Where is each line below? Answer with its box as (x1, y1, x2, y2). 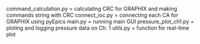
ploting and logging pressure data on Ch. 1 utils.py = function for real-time (6, 24, 189, 31)
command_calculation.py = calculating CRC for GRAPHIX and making (6, 5, 177, 12)
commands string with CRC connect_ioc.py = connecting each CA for (6, 11, 178, 19)
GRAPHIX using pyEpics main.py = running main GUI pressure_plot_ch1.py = (6, 18, 195, 25)
